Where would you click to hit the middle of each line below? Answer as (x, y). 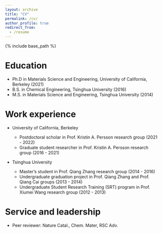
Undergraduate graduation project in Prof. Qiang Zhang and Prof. (84, 177)
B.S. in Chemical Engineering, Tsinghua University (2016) (69, 89)
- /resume (19, 32)
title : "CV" (17, 14)
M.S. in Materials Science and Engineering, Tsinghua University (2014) (82, 94)
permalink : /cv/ (21, 18)
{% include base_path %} (31, 46)
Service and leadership (53, 212)
